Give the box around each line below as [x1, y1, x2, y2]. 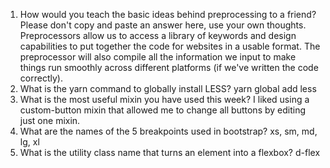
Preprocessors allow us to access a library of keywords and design [19, 30, 297, 41]
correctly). [19, 72, 63, 84]
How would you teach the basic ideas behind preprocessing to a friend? [19, 9, 317, 20]
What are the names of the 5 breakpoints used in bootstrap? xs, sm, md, [19, 125, 318, 137]
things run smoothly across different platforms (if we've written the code [19, 62, 319, 73]
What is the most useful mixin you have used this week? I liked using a [19, 94, 310, 105]
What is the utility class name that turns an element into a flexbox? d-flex [19, 147, 321, 158]
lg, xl [19, 136, 40, 148]
